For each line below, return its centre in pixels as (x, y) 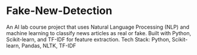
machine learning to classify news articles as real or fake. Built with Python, (99, 33)
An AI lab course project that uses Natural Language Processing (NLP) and (98, 27)
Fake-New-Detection (59, 11)
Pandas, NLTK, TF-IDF (49, 46)
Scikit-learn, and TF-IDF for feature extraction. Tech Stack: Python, (88, 39)
